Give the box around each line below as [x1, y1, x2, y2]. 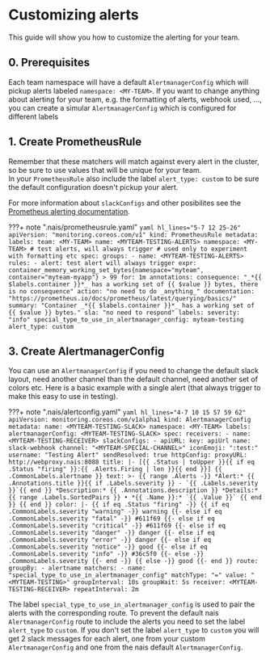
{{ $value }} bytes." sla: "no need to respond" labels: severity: [8, 309, 241, 317]
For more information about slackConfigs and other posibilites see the [8, 198, 241, 208]
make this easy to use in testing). [8, 392, 119, 401]
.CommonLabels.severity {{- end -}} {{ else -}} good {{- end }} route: [8, 557, 259, 565]
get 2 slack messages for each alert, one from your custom [8, 634, 206, 644]
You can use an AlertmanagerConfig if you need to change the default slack [8, 366, 259, 376]
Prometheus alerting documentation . [8, 206, 131, 216]
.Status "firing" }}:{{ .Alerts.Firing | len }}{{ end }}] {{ [8, 465, 222, 473]
